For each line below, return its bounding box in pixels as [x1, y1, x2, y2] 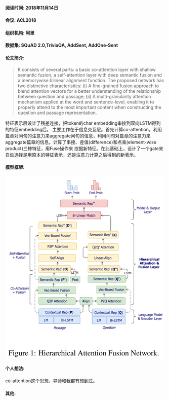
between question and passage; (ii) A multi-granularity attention [17, 93, 151, 99]
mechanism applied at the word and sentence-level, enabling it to [17, 99, 154, 105]
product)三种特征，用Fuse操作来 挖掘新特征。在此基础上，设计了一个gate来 [5, 145, 163, 152]
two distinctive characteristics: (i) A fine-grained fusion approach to [17, 83, 159, 89]
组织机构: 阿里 [5, 29, 34, 35]
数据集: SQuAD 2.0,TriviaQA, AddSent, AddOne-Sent [5, 42, 118, 48]
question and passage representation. [17, 110, 97, 116]
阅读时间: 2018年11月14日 [5, 5, 58, 11]
